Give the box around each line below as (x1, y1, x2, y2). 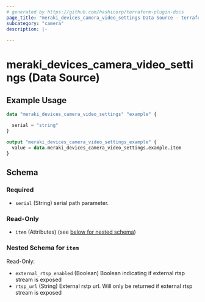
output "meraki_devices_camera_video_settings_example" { (6, 138, 157, 145)
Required (6, 185, 34, 194)
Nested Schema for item (6, 243, 79, 252)
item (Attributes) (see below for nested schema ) (15, 228, 136, 235)
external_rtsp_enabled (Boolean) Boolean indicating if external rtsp (15, 269, 185, 276)
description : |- (6, 26, 48, 32)
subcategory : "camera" (6, 20, 64, 26)
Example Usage (6, 95, 67, 106)
